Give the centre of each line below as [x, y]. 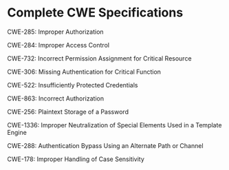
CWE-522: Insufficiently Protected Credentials [73, 85]
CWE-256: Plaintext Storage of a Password [68, 111]
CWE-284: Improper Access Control [58, 45]
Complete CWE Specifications [95, 13]
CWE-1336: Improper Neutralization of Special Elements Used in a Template [115, 125]
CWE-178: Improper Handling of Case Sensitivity [76, 159]
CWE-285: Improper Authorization [56, 32]
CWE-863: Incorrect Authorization [56, 98]
